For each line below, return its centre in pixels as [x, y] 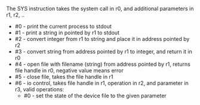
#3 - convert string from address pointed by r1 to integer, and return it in [104, 52]
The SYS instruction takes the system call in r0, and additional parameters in [100, 9]
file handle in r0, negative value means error [69, 70]
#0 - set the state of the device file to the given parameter [95, 96]
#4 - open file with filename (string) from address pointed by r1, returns [103, 64]
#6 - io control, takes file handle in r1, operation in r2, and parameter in [102, 83]
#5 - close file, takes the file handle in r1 [64, 77]
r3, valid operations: [39, 89]
